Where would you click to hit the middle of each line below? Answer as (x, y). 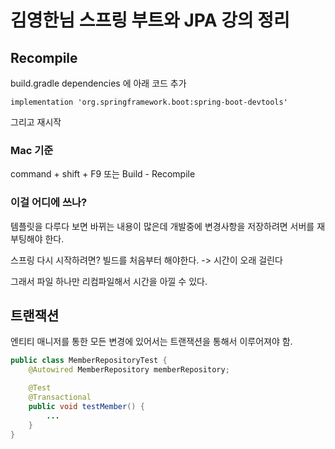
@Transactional (60, 397)
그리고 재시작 (36, 122)
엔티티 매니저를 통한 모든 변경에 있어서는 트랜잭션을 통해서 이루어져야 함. (151, 342)
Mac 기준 (32, 150)
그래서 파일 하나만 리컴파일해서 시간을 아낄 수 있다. (109, 281)
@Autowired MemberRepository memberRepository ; (129, 370)
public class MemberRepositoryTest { (89, 361)
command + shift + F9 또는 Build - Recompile (103, 174)
